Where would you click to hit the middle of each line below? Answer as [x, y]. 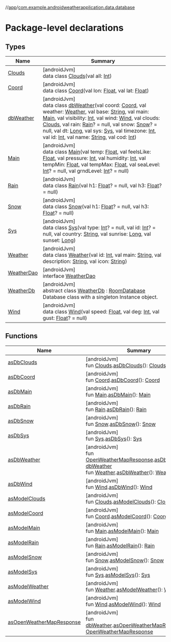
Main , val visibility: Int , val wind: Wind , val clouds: [101, 118]
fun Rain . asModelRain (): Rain [120, 546]
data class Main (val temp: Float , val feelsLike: [97, 152]
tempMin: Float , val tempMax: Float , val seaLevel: [101, 164]
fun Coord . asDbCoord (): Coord [123, 380]
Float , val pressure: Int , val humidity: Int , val [94, 158]
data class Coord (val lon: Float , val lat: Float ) [96, 90]
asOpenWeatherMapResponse [44, 622]
